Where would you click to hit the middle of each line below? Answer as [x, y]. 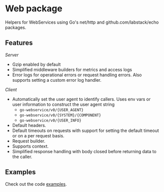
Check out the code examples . [36, 184]
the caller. [22, 157]
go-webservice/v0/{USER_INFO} [51, 120]
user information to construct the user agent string [63, 104]
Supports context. [30, 146]
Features [19, 43]
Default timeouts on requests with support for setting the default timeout [85, 130]
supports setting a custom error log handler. [57, 80]
